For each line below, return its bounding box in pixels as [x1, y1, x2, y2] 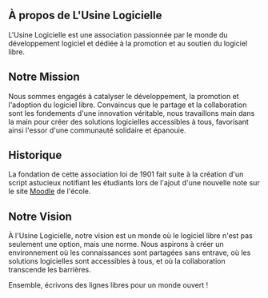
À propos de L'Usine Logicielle [8, 9, 162, 22]
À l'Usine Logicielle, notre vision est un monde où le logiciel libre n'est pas [8, 231, 254, 240]
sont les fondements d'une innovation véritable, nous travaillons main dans [8, 108, 255, 117]
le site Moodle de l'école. [8, 186, 91, 197]
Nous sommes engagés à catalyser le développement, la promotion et [8, 91, 239, 101]
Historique [8, 149, 62, 162]
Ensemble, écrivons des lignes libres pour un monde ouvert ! [8, 280, 209, 290]
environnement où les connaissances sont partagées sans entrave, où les [8, 248, 251, 257]
